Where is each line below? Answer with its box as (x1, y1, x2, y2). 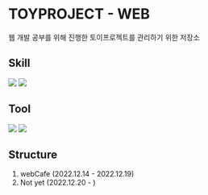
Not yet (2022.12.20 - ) (19, 178, 96, 188)
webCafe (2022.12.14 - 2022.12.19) (19, 169, 135, 179)
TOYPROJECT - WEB (8, 5, 151, 23)
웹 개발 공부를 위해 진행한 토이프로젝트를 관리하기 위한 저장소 (8, 32, 200, 42)
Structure (8, 147, 58, 161)
